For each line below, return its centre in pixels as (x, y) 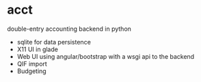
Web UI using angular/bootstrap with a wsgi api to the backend (106, 56)
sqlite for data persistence (54, 42)
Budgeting (31, 71)
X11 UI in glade (37, 49)
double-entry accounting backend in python (69, 29)
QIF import (32, 64)
